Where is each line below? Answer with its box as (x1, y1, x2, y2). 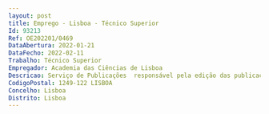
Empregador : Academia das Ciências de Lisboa (8, 64, 163, 72)
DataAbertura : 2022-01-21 (8, 42, 94, 50)
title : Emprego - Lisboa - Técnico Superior (8, 19, 159, 27)
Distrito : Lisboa (8, 94, 66, 102)
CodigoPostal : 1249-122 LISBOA (8, 79, 113, 87)
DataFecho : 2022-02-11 (8, 49, 84, 57)
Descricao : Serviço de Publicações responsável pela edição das (8, 71, 231, 79)
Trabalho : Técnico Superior (8, 57, 102, 65)
